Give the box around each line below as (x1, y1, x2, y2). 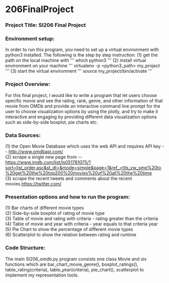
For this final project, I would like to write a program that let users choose (5, 92, 157, 98)
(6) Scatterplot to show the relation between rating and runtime (5, 231, 137, 238)
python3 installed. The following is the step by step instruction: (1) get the (5, 52, 158, 58)
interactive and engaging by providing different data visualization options (5, 114, 157, 120)
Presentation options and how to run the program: (5, 193, 130, 200)
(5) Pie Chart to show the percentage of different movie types (5, 226, 134, 232)
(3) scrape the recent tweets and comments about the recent (5, 175, 132, 181)
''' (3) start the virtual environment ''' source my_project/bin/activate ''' (5, 68, 152, 74)
